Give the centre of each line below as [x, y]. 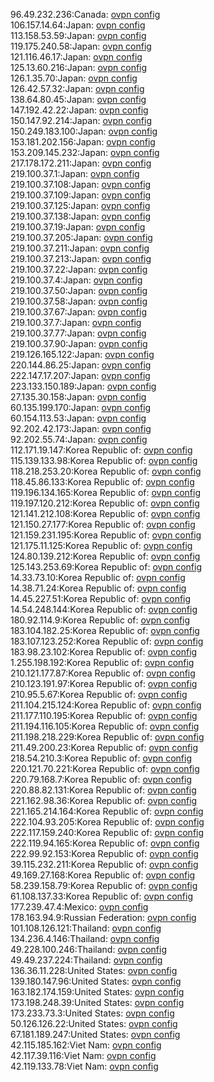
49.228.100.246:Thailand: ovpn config [88, 949]
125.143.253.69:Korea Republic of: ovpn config [106, 567]
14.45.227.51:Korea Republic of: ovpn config [101, 598]
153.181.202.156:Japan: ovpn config [83, 142]
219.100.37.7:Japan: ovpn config [76, 322]
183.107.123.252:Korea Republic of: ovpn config [107, 641]
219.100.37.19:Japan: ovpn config [78, 227]
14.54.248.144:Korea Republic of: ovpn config [104, 609]
